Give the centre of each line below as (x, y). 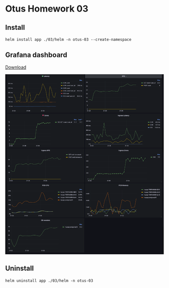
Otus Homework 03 (47, 9)
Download (16, 67)
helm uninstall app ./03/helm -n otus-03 (49, 280)
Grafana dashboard (36, 55)
